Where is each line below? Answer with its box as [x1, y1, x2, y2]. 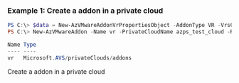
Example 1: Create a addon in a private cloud [7, 6, 164, 16]
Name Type [7, 41, 37, 48]
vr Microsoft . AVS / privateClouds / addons [7, 54, 132, 62]
